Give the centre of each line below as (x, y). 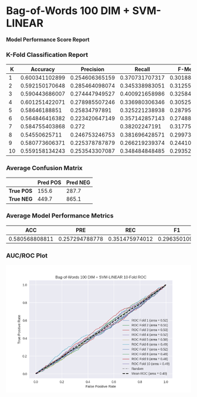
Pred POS (49, 182)
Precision (92, 69)
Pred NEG (79, 182)
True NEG (21, 199)
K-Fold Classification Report (47, 55)
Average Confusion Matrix (45, 168)
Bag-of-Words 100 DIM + (68, 11)
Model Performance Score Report (48, 39)
